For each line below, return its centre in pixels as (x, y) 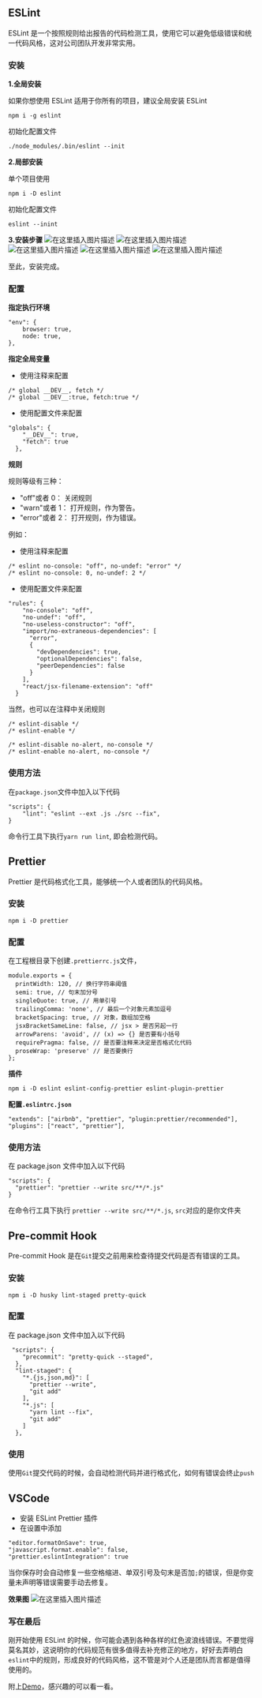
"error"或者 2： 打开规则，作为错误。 (80, 518)
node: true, (42, 336)
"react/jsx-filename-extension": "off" (88, 687)
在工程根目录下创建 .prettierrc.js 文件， (75, 961)
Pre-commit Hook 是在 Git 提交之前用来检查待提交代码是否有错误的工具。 (126, 1256)
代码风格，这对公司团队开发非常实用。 (77, 43)
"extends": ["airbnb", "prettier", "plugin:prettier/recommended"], (123, 1119)
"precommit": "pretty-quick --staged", (88, 1357)
